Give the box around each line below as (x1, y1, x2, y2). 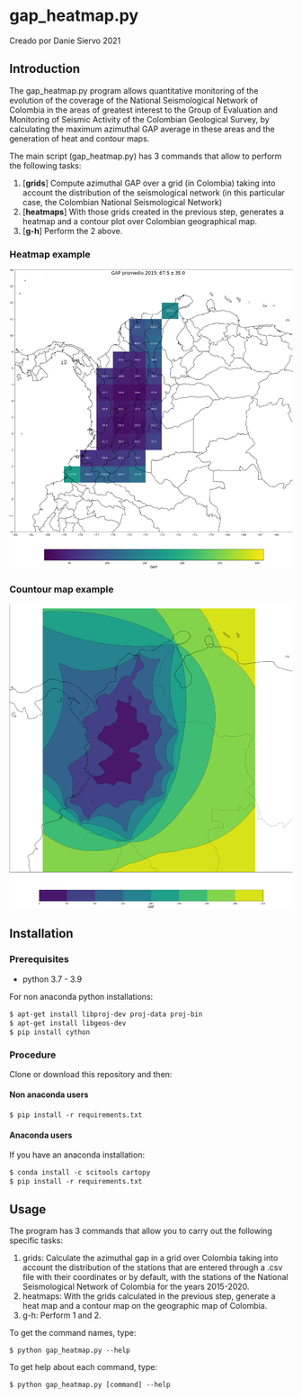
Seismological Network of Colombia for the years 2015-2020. (22, 1281, 250, 1293)
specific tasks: (9, 1235, 64, 1246)
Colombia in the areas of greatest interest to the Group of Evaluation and (9, 104, 279, 115)
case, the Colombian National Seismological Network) (22, 196, 223, 207)
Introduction (9, 61, 81, 77)
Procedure (9, 1048, 57, 1061)
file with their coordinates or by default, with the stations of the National (22, 1272, 289, 1283)
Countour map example (9, 583, 114, 595)
